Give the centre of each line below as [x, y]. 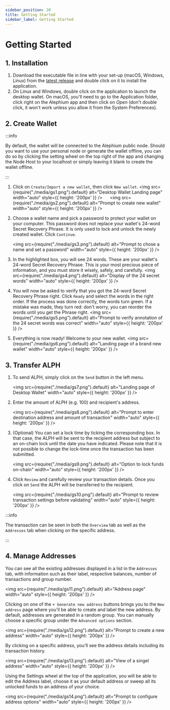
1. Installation [27, 63]
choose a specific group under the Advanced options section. [69, 620]
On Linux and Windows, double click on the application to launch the [84, 91]
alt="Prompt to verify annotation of [126, 318]
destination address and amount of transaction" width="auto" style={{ [86, 417]
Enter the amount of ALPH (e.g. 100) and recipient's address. [76, 402]
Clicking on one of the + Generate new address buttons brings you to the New [85, 604]
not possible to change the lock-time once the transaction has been [83, 449]
